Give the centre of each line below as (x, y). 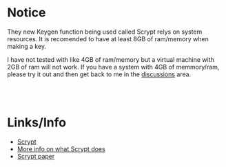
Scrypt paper (36, 156)
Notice (27, 13)
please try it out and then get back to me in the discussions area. (99, 74)
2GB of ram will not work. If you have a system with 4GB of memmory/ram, (113, 67)
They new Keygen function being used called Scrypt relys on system (105, 32)
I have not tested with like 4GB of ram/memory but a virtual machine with (111, 59)
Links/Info (37, 123)
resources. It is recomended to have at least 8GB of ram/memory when (108, 38)
